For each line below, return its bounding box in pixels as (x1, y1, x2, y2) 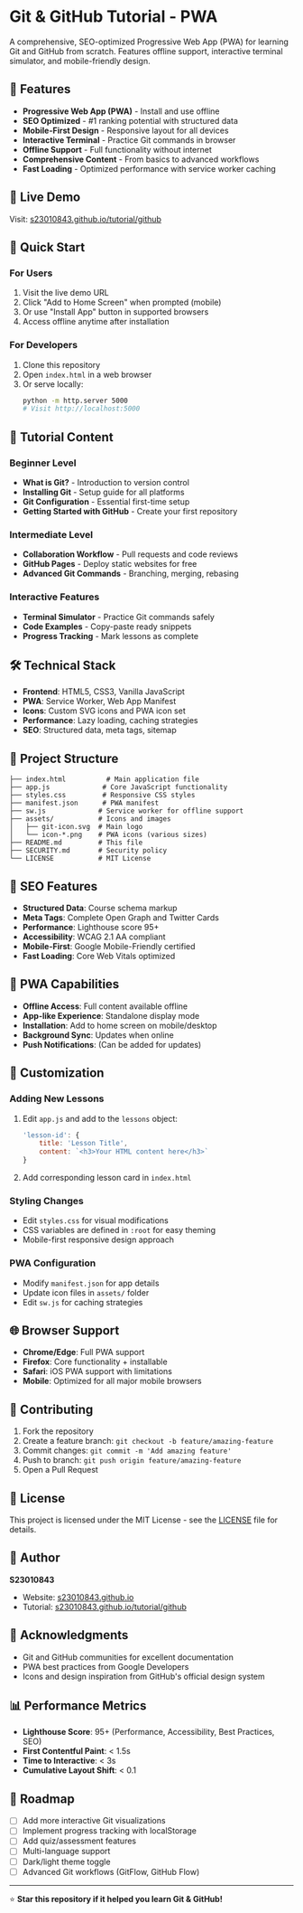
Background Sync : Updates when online (22, 1029, 174, 1041)
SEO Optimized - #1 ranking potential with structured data (22, 115, 239, 126)
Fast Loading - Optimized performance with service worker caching (22, 163, 277, 174)
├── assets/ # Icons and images (9, 815, 171, 824)
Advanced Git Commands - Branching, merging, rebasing (22, 568, 239, 580)
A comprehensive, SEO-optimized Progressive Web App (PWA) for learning (9, 36, 289, 47)
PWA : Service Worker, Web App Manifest (22, 696, 177, 707)
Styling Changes (9, 1194, 84, 1207)
